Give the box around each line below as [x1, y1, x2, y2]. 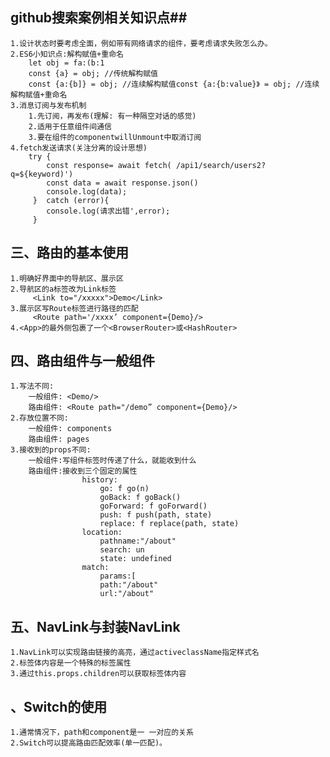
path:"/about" [99, 580, 159, 590]
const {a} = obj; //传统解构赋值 [28, 68, 159, 78]
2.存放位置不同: [10, 413, 69, 423]
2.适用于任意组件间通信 [28, 121, 112, 132]
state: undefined [99, 554, 172, 564]
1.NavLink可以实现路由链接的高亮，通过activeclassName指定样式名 [10, 648, 260, 658]
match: [81, 563, 110, 573]
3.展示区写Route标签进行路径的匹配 [10, 303, 139, 313]
